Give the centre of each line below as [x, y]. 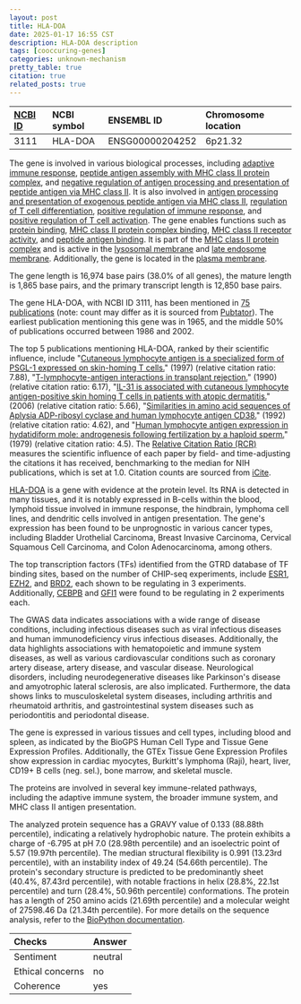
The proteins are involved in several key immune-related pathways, [133, 788]
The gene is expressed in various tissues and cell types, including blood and [150, 732]
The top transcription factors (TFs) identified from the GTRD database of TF [149, 564]
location [224, 125]
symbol [69, 125]
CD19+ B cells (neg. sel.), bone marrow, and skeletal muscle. [121, 770]
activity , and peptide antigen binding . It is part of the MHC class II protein [144, 239]
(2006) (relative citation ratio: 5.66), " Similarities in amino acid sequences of [150, 405]
